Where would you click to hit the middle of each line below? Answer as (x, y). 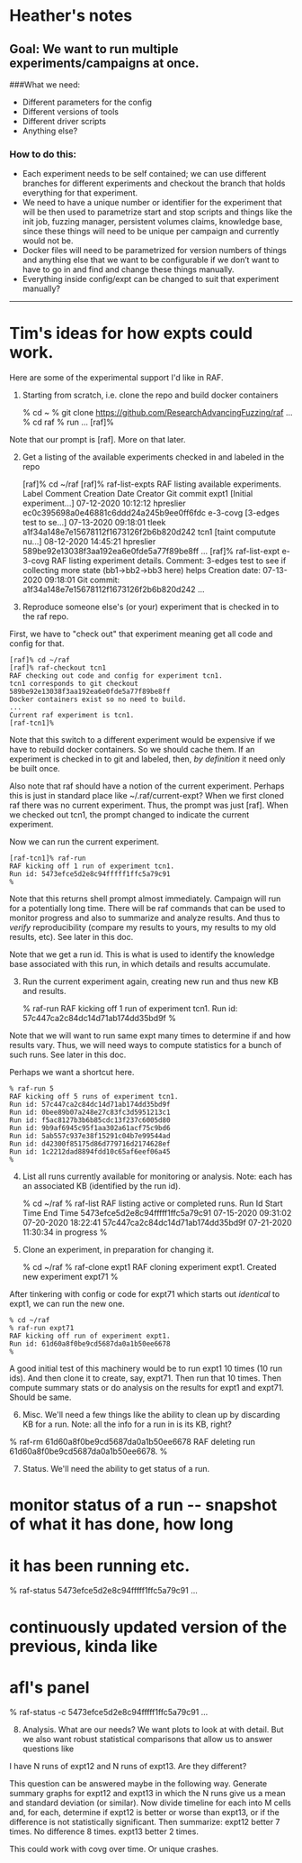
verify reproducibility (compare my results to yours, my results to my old (143, 927)
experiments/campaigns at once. (104, 63)
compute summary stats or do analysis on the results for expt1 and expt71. (147, 1388)
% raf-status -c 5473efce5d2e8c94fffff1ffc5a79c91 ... (109, 1712)
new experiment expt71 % (70, 1277)
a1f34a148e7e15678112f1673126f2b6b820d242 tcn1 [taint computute (149, 532)
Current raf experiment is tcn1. (72, 716)
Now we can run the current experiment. (84, 842)
